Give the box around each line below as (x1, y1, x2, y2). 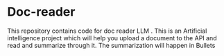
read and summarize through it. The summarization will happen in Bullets (7, 41, 216, 49)
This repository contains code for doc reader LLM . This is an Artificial (7, 27, 207, 35)
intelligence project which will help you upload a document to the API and (7, 33, 217, 42)
